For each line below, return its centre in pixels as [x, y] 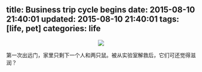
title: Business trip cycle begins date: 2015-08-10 [101, 10]
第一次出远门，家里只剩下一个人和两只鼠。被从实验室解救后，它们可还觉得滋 [101, 55]
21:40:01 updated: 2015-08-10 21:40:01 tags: [93, 19]
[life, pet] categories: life [54, 28]
